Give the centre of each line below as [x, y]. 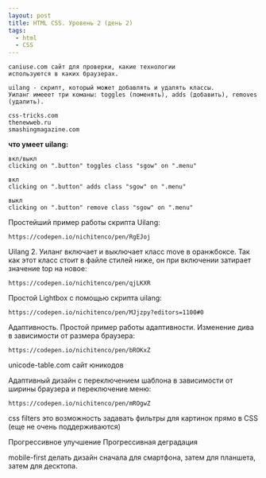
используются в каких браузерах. [64, 74]
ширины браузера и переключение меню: [80, 389]
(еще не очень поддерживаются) [65, 427]
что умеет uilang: [39, 145]
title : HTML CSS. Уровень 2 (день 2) [71, 23]
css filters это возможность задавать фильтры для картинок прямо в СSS [133, 418]
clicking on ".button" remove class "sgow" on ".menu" [101, 208]
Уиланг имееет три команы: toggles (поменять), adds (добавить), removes [133, 95]
